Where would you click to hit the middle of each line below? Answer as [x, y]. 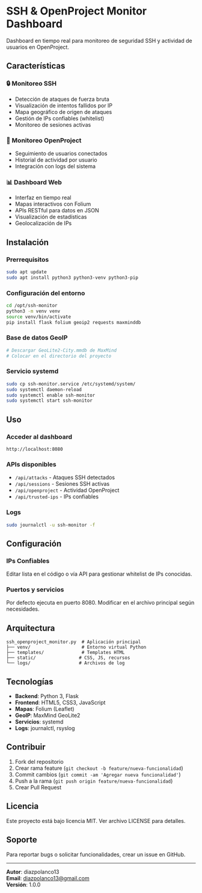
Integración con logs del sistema [55, 166]
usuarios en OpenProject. [38, 47]
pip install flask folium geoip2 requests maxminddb [74, 322]
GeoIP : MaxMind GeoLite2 [47, 716]
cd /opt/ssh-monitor [32, 305]
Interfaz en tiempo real [43, 198]
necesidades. [23, 609]
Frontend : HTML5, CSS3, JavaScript [60, 703]
